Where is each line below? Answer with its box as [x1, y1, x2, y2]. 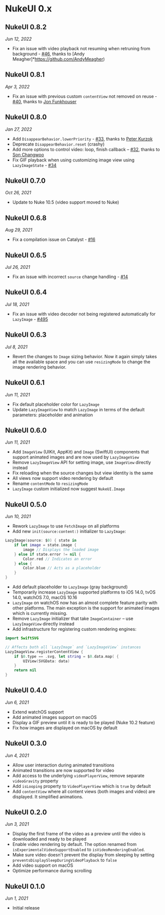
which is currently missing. [12, 610, 68, 616]
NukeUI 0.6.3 [5, 331, 47, 339]
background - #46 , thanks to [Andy [12, 51, 85, 57]
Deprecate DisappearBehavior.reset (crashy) [12, 141, 105, 147]
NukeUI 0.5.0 [5, 500, 47, 509]
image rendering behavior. [12, 364, 67, 370]
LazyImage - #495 [12, 316, 48, 322]
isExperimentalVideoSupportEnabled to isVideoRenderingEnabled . [12, 846, 145, 852]
